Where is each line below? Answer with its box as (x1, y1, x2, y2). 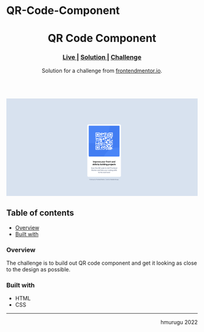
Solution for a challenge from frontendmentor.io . (41, 67, 163, 74)
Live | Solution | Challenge (63, 53, 141, 61)
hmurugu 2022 (160, 319, 198, 326)
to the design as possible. (6, 266, 71, 273)
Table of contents (6, 208, 74, 219)
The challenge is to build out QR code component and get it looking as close (6, 259, 197, 267)
